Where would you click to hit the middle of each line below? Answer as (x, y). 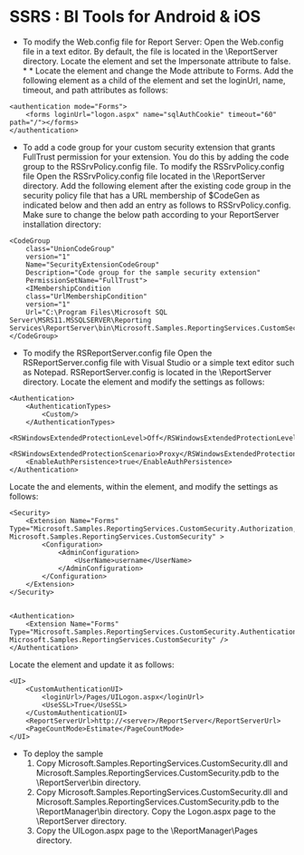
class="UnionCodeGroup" (71, 248)
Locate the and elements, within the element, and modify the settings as (144, 486)
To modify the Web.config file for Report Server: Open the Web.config (153, 42)
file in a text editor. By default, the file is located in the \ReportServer (150, 51)
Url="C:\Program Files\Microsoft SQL (97, 312)
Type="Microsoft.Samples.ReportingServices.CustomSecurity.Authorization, (153, 529)
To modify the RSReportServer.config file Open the (117, 353)
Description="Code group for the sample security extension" (143, 272)
